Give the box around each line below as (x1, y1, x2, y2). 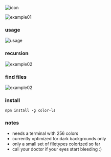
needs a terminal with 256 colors (12, 130, 79, 136)
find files (5, 73, 27, 80)
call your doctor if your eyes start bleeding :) (12, 146, 102, 152)
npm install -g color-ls (5, 108, 56, 113)
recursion (5, 50, 29, 57)
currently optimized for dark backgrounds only (12, 136, 106, 142)
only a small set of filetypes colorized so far (12, 141, 101, 147)
